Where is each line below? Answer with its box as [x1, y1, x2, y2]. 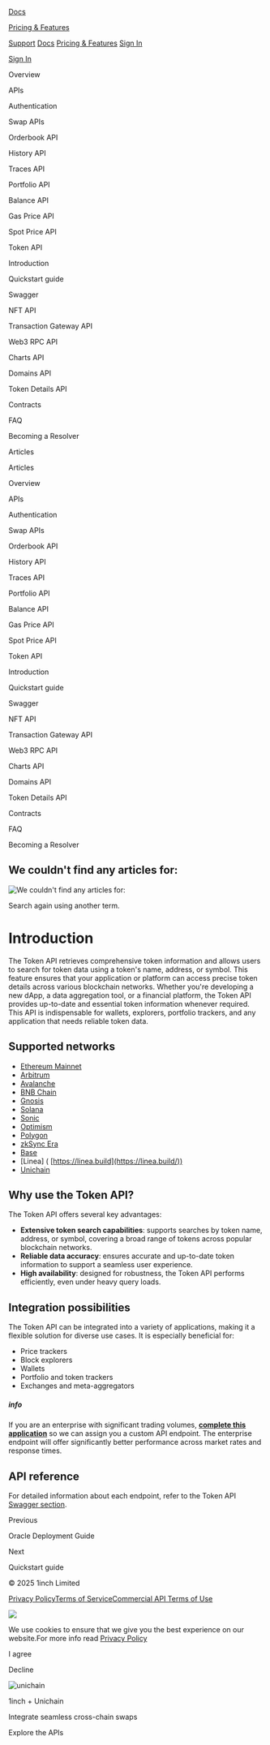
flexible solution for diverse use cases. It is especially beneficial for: [8, 1330, 235, 1341]
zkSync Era [19, 1139, 58, 1149]
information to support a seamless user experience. [19, 1260, 193, 1270]
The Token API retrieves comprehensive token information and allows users [8, 956, 261, 965]
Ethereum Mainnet [19, 1061, 83, 1071]
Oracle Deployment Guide [8, 1531, 95, 1541]
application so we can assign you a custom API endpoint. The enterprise [8, 1429, 253, 1438]
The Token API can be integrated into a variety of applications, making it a [8, 1322, 255, 1332]
